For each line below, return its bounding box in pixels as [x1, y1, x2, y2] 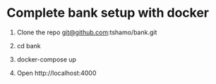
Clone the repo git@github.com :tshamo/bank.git [16, 28, 157, 36]
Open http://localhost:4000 [16, 69, 97, 77]
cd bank [16, 41, 41, 50]
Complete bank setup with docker [6, 5, 210, 21]
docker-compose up [16, 55, 77, 64]
